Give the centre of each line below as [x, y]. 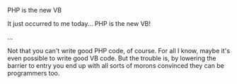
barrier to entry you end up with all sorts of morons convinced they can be [116, 65]
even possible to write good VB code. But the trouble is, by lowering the [112, 58]
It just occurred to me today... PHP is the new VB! [79, 23]
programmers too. [34, 73]
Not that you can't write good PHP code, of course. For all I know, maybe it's [119, 51]
